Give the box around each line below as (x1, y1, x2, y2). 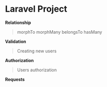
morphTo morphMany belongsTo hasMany (17, 29, 103, 35)
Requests (5, 76, 25, 82)
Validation (5, 38, 26, 44)
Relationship (5, 20, 31, 25)
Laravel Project (5, 3, 67, 15)
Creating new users (17, 48, 57, 54)
